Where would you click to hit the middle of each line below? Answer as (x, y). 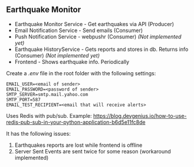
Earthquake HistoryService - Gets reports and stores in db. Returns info (101, 49)
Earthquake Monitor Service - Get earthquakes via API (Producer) (94, 24)
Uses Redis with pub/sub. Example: (49, 115)
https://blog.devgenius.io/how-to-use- (140, 115)
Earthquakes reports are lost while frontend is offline (78, 145)
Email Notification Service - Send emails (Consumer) (79, 30)
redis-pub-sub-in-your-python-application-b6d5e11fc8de (76, 122)
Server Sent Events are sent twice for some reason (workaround (93, 151)
